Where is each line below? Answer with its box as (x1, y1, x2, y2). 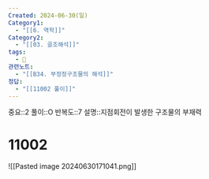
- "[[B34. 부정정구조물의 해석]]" (15, 70, 114, 78)
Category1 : (8, 19, 44, 27)
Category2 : (8, 33, 44, 42)
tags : (8, 48, 26, 56)
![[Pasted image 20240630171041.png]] (8, 162, 136, 171)
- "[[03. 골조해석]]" (15, 41, 80, 49)
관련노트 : (8, 63, 34, 71)
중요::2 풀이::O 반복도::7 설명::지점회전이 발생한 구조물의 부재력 (8, 107, 203, 117)
